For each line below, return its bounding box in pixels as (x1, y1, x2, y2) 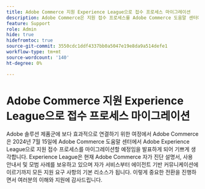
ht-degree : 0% (6, 60, 43, 66)
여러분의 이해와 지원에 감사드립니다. (17, 176, 103, 183)
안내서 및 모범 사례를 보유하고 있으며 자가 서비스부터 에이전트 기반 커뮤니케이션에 (6, 161, 199, 168)
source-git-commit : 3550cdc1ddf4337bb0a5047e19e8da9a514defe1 (6, 43, 168, 50)
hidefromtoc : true (6, 37, 53, 43)
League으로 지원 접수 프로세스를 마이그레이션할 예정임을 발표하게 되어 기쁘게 (6, 146, 190, 153)
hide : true (6, 32, 34, 38)
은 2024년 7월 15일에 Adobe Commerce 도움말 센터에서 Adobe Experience (6, 138, 190, 146)
